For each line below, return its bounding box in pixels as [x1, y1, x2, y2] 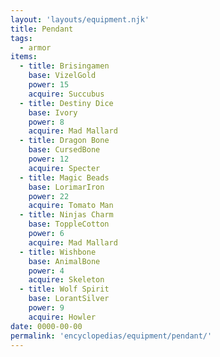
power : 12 [28, 154, 70, 164]
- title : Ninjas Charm [19, 210, 114, 220]
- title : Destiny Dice [19, 98, 114, 108]
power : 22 [28, 191, 70, 201]
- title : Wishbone [19, 247, 97, 257]
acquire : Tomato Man [28, 201, 114, 211]
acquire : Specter [28, 163, 101, 173]
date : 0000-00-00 [10, 321, 83, 331]
